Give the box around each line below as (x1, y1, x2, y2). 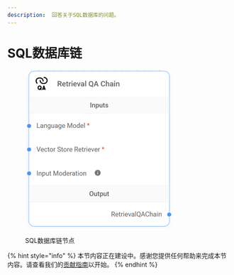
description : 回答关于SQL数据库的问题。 (7, 11, 120, 18)
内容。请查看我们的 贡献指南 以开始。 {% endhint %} (7, 260, 158, 269)
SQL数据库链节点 (25, 236, 75, 244)
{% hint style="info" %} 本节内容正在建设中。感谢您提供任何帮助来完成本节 (7, 251, 227, 259)
